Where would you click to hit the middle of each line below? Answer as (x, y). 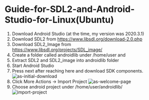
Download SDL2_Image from (41, 44)
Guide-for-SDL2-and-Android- (70, 9)
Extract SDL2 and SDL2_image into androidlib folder (65, 60)
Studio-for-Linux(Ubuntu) (59, 20)
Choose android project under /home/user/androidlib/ (67, 86)
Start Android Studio (33, 65)
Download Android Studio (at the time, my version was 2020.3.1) (78, 33)
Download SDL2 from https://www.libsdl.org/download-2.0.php (77, 39)
